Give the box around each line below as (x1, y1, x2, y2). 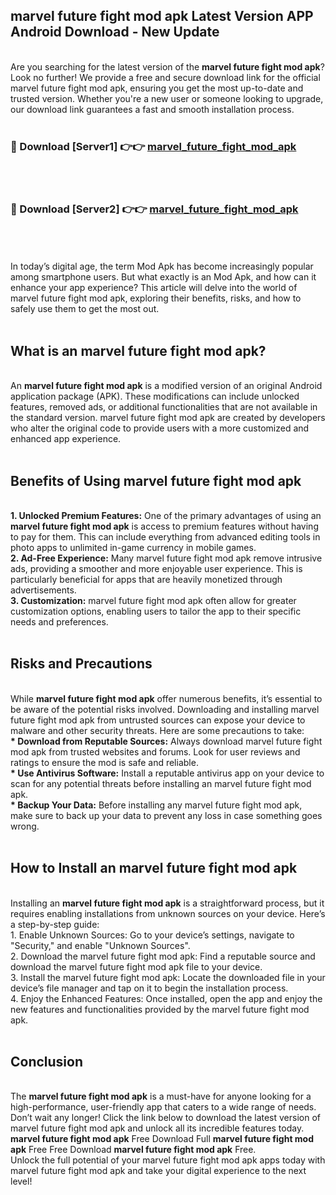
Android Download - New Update (10, 24, 220, 41)
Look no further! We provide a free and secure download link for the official (10, 71, 321, 83)
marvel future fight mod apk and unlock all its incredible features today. (10, 1122, 305, 1134)
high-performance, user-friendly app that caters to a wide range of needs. (10, 1101, 317, 1113)
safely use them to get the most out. (10, 303, 160, 315)
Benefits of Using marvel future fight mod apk (10, 472, 302, 489)
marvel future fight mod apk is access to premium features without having (10, 520, 319, 533)
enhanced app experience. (10, 433, 122, 445)
